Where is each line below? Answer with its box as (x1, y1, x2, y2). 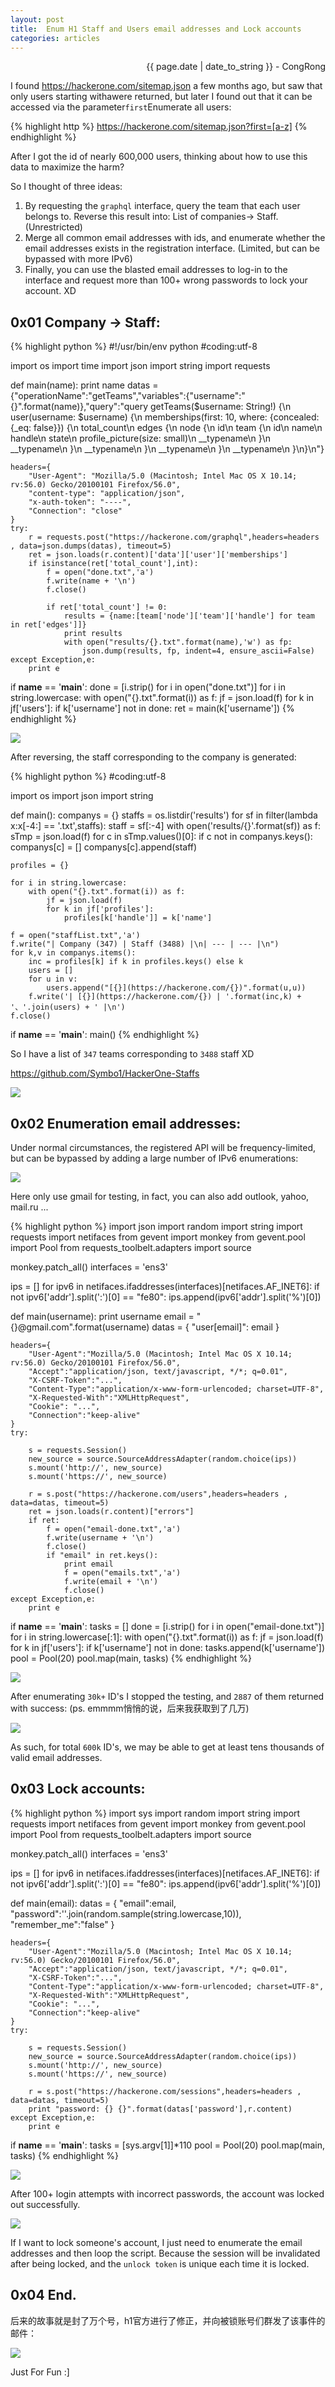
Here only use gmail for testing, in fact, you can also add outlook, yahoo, (10, 1191, 310, 1202)
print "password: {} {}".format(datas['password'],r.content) (28, 2104, 293, 2114)
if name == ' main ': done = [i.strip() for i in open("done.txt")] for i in (10, 681, 286, 693)
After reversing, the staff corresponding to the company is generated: (10, 751, 297, 763)
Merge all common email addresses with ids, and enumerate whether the (24, 232, 326, 244)
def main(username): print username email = (10, 1311, 195, 1322)
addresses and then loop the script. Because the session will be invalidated (10, 2247, 321, 2259)
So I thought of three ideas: (10, 181, 123, 193)
